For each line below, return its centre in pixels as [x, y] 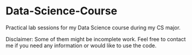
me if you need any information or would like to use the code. [81, 45]
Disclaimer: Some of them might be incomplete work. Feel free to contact [96, 39]
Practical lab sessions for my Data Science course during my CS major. [93, 27]
